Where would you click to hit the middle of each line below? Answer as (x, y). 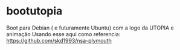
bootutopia (34, 11)
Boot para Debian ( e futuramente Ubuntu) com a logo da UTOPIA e (90, 28)
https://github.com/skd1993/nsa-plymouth (59, 40)
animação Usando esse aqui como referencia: (63, 34)
